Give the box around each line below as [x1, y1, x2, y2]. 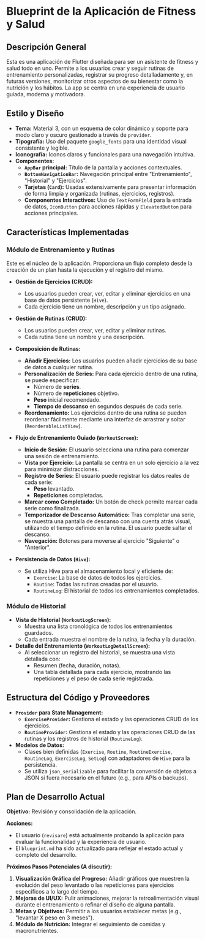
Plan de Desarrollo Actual [6, 792, 105, 802]
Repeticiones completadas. [33, 491, 104, 499]
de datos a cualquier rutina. [24, 363, 94, 370]
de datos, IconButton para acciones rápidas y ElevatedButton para [24, 202, 192, 210]
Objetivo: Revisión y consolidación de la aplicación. [6, 808, 136, 815]
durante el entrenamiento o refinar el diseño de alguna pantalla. [15, 901, 176, 908]
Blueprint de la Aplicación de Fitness [6, 4, 196, 18]
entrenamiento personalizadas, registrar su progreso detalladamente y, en [6, 71, 193, 78]
